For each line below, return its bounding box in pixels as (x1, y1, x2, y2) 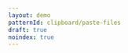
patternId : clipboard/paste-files (8, 19, 122, 26)
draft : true (8, 26, 47, 34)
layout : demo (8, 11, 51, 19)
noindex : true (8, 33, 55, 41)
